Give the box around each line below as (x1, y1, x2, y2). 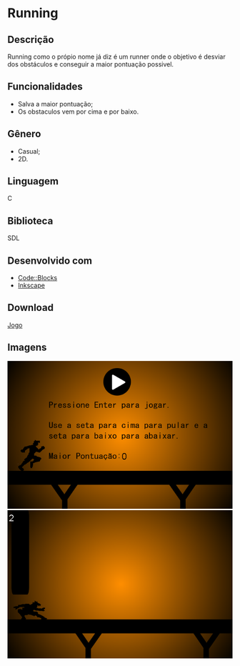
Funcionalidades (7, 81, 84, 93)
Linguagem (7, 175, 59, 187)
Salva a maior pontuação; (17, 99, 94, 108)
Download (7, 302, 54, 314)
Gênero (7, 128, 41, 140)
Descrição (7, 34, 54, 46)
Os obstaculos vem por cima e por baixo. (17, 107, 139, 116)
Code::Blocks (17, 274, 58, 282)
